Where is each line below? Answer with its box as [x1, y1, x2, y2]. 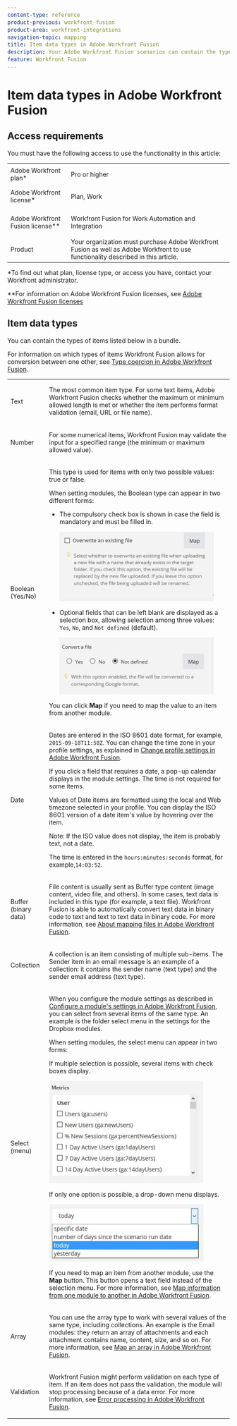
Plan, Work [71, 192, 102, 200]
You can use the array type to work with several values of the [49, 1313, 226, 1322]
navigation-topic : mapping [7, 34, 87, 41]
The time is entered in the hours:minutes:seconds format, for [49, 853, 224, 862]
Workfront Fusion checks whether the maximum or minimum [49, 394, 224, 402]
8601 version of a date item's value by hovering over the [49, 811, 214, 819]
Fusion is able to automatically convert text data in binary [49, 905, 214, 913]
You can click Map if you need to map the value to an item [49, 701, 217, 709]
